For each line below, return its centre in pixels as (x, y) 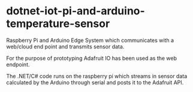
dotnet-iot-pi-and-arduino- (76, 11)
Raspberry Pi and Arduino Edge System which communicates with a (90, 40)
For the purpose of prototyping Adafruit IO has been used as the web (92, 58)
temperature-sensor (58, 24)
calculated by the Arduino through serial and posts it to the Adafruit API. (95, 82)
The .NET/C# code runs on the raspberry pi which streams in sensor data (97, 76)
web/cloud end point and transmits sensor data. (65, 47)
